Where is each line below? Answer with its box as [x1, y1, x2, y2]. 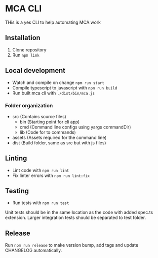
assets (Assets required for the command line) [12, 134, 107, 140]
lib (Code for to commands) [19, 129, 76, 135]
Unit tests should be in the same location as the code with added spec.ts [5, 210, 153, 215]
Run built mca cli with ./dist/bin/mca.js [12, 90, 95, 96]
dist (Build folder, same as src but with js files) [12, 139, 106, 146]
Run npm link [12, 52, 39, 58]
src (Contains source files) [12, 113, 67, 119]
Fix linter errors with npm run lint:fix [12, 172, 90, 178]
